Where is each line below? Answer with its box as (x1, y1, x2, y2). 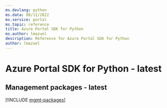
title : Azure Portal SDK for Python (5, 27, 83, 32)
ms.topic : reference (5, 21, 50, 27)
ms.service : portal (5, 17, 47, 22)
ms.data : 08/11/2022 (5, 12, 50, 17)
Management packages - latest (5, 83, 108, 92)
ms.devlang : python (5, 7, 47, 13)
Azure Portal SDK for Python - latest (5, 62, 162, 74)
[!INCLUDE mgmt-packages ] (5, 97, 66, 103)
